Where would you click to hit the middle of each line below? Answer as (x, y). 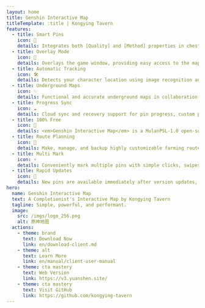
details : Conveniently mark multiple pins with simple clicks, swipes (109, 165)
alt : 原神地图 (34, 222)
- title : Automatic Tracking (49, 69)
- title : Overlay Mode (41, 52)
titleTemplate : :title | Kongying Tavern (60, 23)
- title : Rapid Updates (42, 171)
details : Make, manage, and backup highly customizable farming (101, 148)
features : (19, 29)
